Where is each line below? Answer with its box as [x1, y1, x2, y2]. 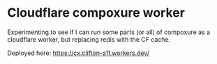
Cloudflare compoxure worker [7, 5, 185, 21]
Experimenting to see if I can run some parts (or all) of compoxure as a [7, 28, 211, 36]
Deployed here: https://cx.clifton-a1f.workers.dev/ [7, 49, 150, 57]
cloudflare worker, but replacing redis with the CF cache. [7, 35, 171, 43]
